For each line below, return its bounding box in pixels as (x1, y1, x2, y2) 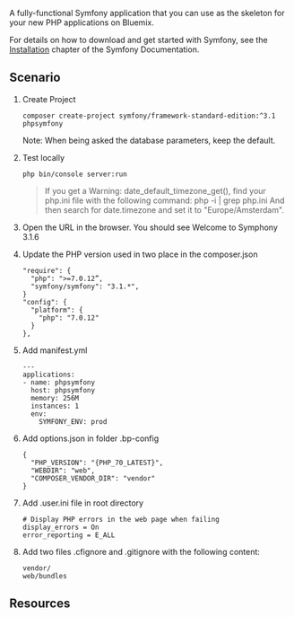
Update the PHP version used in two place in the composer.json (22, 249, 258, 260)
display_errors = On (22, 523, 99, 532)
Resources (9, 596, 71, 612)
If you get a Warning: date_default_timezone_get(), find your (44, 185, 266, 196)
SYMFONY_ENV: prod (39, 417, 108, 426)
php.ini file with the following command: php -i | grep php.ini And (44, 195, 285, 206)
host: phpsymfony (30, 385, 96, 394)
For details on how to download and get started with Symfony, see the (9, 35, 268, 45)
